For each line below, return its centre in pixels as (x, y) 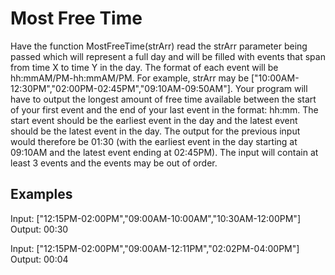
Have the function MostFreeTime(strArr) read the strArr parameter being (159, 46)
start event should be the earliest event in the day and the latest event (154, 120)
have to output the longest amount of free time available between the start (163, 99)
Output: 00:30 (39, 229)
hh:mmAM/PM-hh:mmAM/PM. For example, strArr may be (130, 78)
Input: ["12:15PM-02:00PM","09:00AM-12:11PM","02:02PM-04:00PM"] (155, 248)
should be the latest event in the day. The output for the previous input (155, 131)
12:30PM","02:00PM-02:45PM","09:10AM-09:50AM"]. (121, 88)
